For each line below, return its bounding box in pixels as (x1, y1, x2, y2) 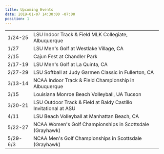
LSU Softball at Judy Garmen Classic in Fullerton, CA (33, 69, 154, 76)
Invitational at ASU (33, 105, 76, 112)
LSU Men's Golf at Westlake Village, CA (33, 45, 123, 52)
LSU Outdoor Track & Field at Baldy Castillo (33, 99, 133, 106)
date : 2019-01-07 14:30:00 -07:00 (5, 12, 76, 17)
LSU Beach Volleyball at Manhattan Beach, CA (33, 113, 139, 120)
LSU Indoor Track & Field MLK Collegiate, (33, 31, 128, 38)
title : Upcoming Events (5, 7, 54, 12)
